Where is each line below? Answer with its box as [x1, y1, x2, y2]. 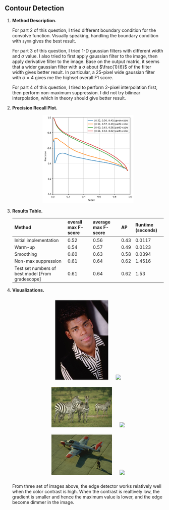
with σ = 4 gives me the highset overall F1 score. [12, 74, 114, 80]
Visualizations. [12, 287, 45, 293]
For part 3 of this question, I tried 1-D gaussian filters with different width [12, 47, 163, 53]
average [92, 219, 110, 225]
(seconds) [135, 227, 157, 233]
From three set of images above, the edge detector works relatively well [12, 483, 162, 489]
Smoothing [14, 251, 37, 257]
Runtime [135, 221, 153, 228]
